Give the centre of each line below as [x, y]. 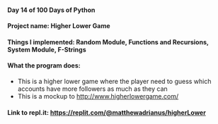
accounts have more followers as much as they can [92, 89]
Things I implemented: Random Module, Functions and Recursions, [108, 42]
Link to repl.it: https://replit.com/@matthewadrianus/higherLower [107, 112]
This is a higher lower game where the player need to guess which [114, 81]
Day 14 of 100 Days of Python [51, 10]
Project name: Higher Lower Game [59, 26]
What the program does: [44, 66]
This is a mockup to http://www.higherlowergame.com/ [98, 96]
